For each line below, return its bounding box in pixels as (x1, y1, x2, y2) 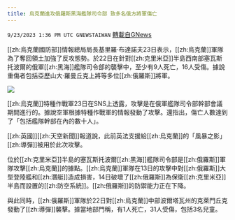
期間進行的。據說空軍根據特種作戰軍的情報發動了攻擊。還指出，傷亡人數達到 (7, 108, 228, 116)
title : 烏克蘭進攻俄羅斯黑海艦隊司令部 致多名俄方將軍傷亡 (7, 10, 157, 17)
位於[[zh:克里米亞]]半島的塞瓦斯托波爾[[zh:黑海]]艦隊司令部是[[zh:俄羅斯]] (7, 155, 220, 163)
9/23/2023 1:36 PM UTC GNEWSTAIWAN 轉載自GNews (7, 30, 152, 38)
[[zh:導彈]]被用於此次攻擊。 (7, 140, 87, 149)
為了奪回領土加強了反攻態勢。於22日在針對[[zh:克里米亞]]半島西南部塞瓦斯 (7, 54, 222, 62)
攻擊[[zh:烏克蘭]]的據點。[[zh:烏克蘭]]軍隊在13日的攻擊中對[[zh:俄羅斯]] (13, 163, 220, 172)
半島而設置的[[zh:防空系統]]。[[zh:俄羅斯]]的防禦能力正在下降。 (7, 181, 190, 189)
